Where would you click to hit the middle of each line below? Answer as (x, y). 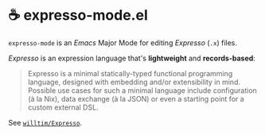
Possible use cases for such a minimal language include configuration (142, 90)
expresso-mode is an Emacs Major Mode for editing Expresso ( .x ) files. (123, 42)
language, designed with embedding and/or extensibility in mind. (134, 82)
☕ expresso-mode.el (78, 15)
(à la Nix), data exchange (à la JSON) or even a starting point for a (136, 98)
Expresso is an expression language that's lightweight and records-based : (132, 58)
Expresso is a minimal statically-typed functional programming (130, 73)
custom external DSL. (63, 107)
